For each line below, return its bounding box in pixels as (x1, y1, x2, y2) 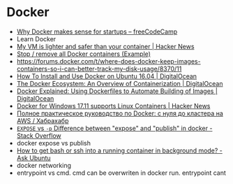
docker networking (16, 161, 71, 169)
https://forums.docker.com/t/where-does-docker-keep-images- (16, 57, 201, 65)
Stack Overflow (16, 131, 62, 140)
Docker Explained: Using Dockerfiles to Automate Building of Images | (16, 87, 218, 95)
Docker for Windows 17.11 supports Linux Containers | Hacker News (16, 101, 211, 110)
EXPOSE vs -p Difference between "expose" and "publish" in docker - (16, 124, 213, 132)
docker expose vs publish (16, 139, 91, 147)
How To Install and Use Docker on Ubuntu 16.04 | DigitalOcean (16, 71, 197, 80)
